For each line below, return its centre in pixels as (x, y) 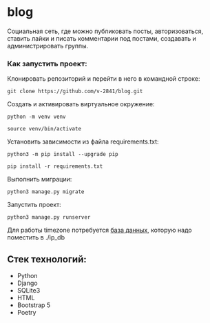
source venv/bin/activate (44, 129)
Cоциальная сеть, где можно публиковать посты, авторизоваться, (105, 31)
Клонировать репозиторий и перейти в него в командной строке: (104, 79)
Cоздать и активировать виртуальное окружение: (81, 104)
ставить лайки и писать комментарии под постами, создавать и (102, 38)
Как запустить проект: (47, 63)
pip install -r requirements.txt (55, 166)
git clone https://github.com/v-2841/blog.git (75, 91)
